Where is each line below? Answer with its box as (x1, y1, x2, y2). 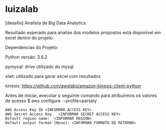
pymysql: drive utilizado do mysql (5, 64, 74, 69)
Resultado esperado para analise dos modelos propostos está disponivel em (5, 29, 161, 35)
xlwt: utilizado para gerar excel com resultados (5, 73, 101, 79)
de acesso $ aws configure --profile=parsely (5, 98, 97, 104)
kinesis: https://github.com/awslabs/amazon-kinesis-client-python (5, 83, 141, 89)
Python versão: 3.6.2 (5, 54, 48, 60)
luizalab (5, 3, 39, 15)
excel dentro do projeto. (5, 35, 54, 41)
